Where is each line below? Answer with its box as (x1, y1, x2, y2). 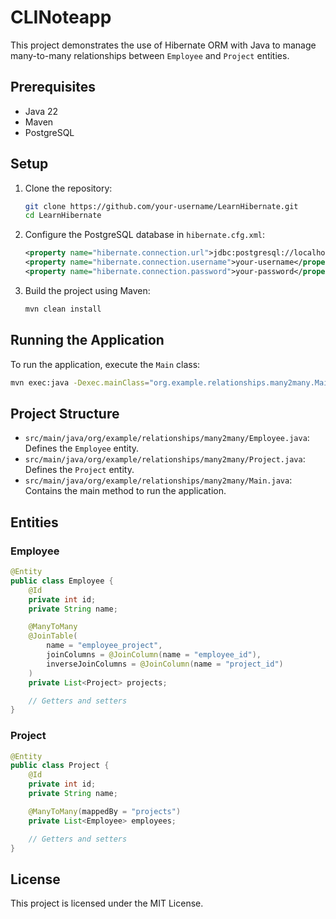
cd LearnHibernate (24, 211, 102, 221)
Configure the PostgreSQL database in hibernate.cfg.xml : (24, 229, 265, 241)
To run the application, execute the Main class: (10, 358, 201, 370)
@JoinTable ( (28, 631, 78, 641)
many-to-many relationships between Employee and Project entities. (10, 49, 290, 61)
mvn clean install (24, 304, 102, 314)
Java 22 (24, 105, 59, 117)
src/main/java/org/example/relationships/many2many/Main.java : (24, 474, 293, 486)
